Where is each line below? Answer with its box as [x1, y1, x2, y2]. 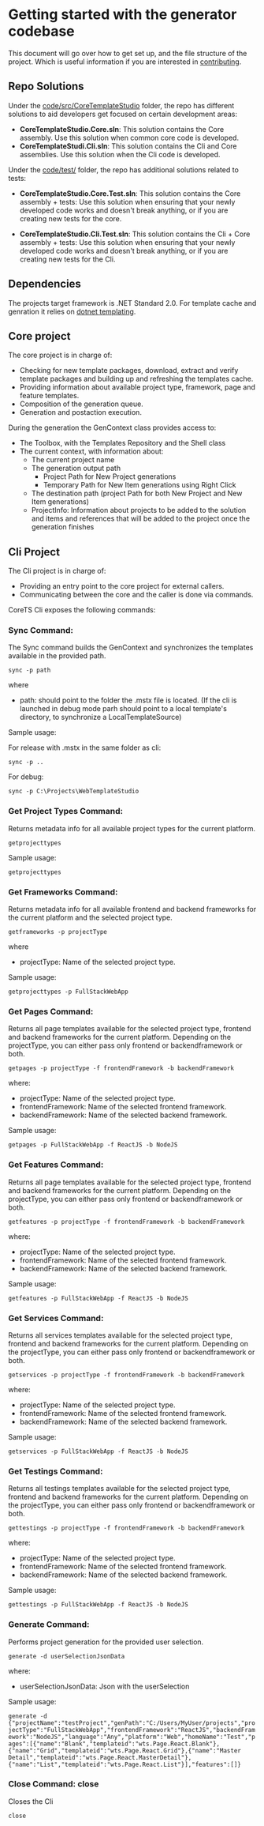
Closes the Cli [8, 1796, 54, 1806]
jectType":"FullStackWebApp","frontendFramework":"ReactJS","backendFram [8, 1726, 256, 1734]
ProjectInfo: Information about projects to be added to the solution [31, 506, 247, 515]
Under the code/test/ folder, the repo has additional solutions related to [8, 164, 239, 175]
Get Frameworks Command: [8, 887, 118, 898]
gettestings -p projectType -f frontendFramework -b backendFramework [8, 1524, 245, 1532]
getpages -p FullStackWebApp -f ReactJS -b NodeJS [8, 1141, 178, 1149]
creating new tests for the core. [19, 213, 122, 223]
